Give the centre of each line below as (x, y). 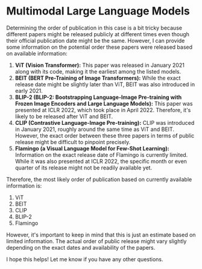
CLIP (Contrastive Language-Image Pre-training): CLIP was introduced (105, 122)
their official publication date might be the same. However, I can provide (96, 40)
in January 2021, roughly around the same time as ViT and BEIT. (95, 129)
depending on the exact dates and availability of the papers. (81, 247)
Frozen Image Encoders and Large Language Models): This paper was (104, 103)
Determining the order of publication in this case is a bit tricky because (94, 28)
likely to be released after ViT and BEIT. (64, 116)
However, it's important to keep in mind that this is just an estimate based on (101, 235)
